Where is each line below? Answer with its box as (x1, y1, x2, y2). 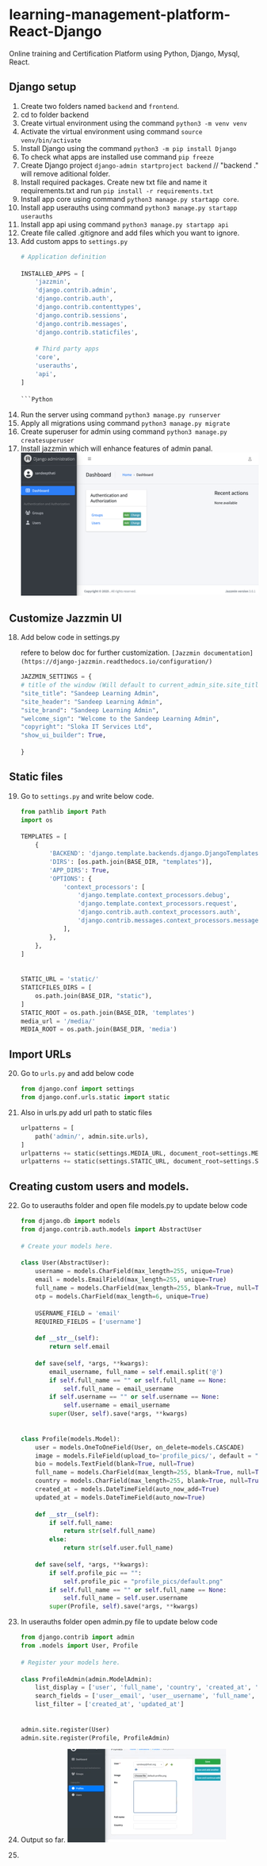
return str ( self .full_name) (63, 1527, 156, 1535)
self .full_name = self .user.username (63, 1594, 189, 1602)
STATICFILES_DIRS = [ (20, 984, 92, 992)
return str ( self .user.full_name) (63, 1544, 174, 1552)
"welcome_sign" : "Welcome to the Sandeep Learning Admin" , (20, 714, 220, 722)
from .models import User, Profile (20, 1642, 139, 1650)
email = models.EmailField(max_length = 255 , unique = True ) (35, 1276, 227, 1284)
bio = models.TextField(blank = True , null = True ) (35, 1460, 195, 1468)
